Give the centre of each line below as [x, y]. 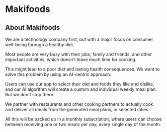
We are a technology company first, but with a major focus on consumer [79, 39]
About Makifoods [33, 28]
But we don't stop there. [30, 95]
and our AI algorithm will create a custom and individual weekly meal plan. [81, 89]
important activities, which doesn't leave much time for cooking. [71, 60]
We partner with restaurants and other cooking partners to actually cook [79, 104]
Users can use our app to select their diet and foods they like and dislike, [80, 84]
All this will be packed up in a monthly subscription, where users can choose [83, 119]
